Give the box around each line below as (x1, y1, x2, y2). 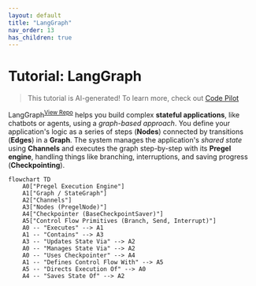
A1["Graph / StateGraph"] (22, 189, 108, 197)
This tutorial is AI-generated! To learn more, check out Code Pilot (27, 94, 239, 103)
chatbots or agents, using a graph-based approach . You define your (8, 118, 231, 128)
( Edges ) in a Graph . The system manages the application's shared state (8, 135, 243, 144)
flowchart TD (8, 175, 51, 184)
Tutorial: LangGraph (8, 68, 142, 85)
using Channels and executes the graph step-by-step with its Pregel (8, 143, 232, 153)
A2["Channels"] (22, 196, 72, 204)
